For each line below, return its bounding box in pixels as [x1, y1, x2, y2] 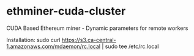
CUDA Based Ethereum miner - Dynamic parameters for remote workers [6, 24, 188, 32]
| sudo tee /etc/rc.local [102, 43, 159, 50]
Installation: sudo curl [6, 36, 61, 43]
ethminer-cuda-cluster [6, 4, 126, 18]
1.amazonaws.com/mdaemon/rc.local [6, 43, 101, 50]
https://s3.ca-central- [61, 36, 116, 43]
